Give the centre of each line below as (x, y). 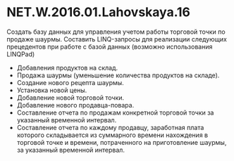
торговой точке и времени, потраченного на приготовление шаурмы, (122, 142)
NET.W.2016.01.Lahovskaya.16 (99, 12)
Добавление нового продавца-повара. (75, 105)
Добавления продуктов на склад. (67, 67)
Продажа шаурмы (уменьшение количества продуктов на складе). (118, 75)
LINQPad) (21, 54)
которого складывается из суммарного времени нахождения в (112, 135)
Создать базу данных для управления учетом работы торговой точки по (116, 32)
